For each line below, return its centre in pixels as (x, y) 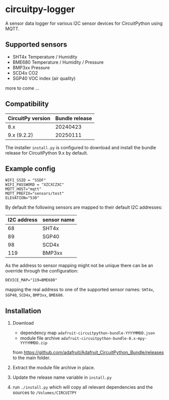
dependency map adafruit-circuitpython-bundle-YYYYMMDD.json (88, 333)
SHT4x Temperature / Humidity (45, 57)
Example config (30, 169)
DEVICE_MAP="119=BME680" (31, 280)
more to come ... (22, 88)
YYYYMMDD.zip (34, 343)
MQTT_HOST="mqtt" (23, 189)
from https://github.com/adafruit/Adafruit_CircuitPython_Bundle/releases (88, 352)
